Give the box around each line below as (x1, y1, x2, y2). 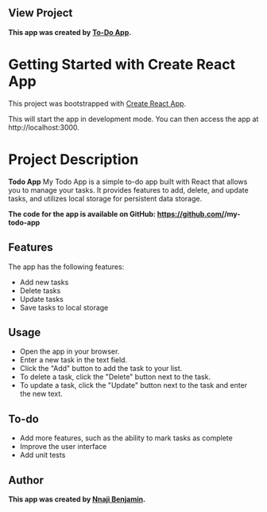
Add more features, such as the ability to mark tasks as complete (19, 433, 233, 443)
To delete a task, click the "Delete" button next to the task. (19, 372, 211, 381)
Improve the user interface (19, 442, 107, 451)
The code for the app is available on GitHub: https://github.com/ (8, 209, 225, 218)
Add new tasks (19, 277, 69, 287)
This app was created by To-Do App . (8, 27, 132, 37)
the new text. (19, 389, 64, 399)
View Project (8, 6, 73, 20)
